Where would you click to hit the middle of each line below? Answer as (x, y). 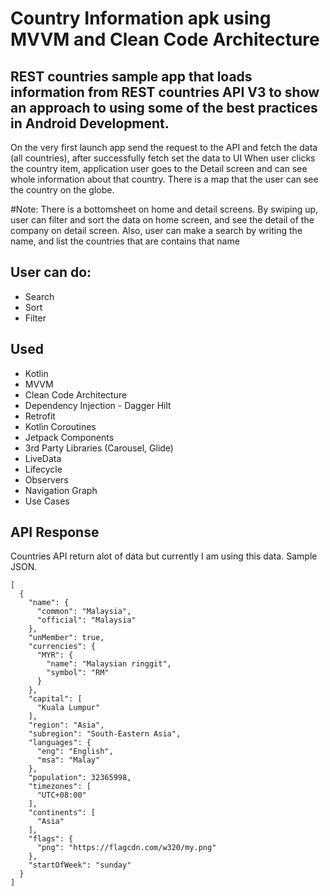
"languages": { (60, 743)
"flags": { (51, 839)
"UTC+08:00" (61, 795)
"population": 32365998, (80, 778)
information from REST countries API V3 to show (165, 92)
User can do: (51, 272)
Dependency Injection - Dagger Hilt (98, 405)
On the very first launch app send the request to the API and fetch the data (164, 147)
